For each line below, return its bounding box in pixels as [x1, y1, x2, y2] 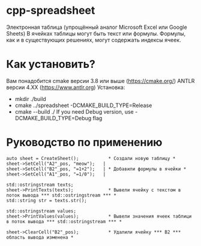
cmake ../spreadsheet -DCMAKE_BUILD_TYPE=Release [14, 102, 152, 109]
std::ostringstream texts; [6, 182, 74, 188]
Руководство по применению [6, 136, 163, 149]
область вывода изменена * [6, 234, 74, 241]
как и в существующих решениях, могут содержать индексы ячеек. [6, 36, 181, 43]
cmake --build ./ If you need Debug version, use [14, 108, 134, 115]
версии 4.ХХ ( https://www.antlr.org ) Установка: [6, 84, 125, 91]
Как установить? [6, 58, 96, 71]
